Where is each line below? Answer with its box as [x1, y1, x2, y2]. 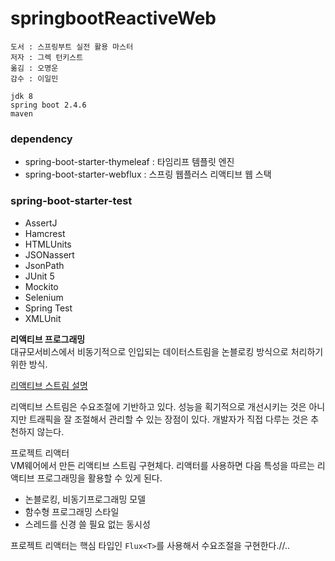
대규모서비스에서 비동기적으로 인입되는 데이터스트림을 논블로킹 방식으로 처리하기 [10, 345, 324, 357]
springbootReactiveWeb [10, 7, 217, 30]
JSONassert [24, 248, 75, 261]
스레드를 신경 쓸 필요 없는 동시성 [24, 518, 151, 530]
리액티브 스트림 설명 [10, 379, 88, 391]
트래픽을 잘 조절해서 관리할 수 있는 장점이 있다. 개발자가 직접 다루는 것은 [28, 413, 309, 425]
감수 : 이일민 [10, 73, 59, 84]
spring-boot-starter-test [10, 194, 133, 208]
